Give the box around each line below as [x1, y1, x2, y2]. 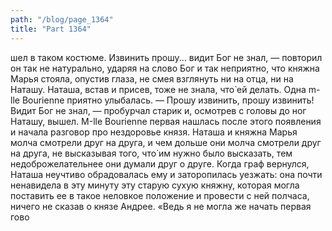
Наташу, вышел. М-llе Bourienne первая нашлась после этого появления [10, 115, 322, 127]
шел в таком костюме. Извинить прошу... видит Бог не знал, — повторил [10, 51, 323, 63]
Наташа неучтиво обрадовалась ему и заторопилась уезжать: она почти [10, 168, 323, 180]
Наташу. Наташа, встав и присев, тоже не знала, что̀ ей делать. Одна [10, 83, 307, 95]
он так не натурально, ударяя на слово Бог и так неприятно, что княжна [10, 62, 320, 74]
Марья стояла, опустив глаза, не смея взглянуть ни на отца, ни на [10, 72, 294, 85]
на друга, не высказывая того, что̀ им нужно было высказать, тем [10, 147, 293, 159]
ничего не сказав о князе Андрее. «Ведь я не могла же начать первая [10, 200, 312, 212]
